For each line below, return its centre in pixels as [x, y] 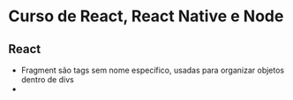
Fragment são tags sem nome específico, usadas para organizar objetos [153, 70]
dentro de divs [47, 80]
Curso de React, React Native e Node [146, 16]
